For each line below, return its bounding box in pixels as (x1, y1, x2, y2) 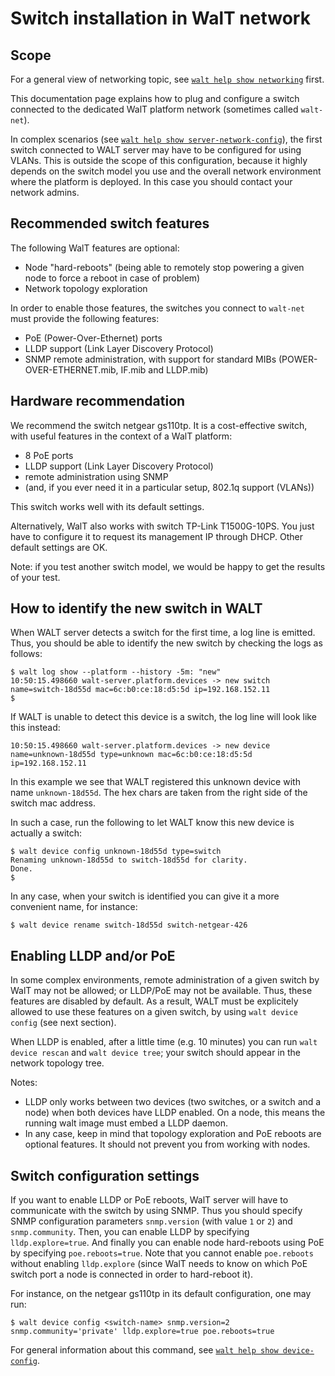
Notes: (10, 1077, 38, 1089)
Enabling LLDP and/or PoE (10, 947, 176, 964)
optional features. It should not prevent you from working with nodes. (24, 1138, 311, 1151)
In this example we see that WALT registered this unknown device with (10, 776, 301, 788)
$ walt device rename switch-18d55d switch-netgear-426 (10, 920, 248, 931)
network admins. (10, 187, 80, 198)
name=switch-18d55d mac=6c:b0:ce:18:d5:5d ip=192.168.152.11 (10, 685, 271, 695)
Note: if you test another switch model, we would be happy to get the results (10, 560, 326, 572)
